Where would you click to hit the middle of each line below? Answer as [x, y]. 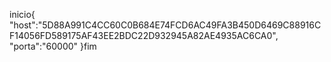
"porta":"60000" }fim [53, 46]
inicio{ [22, 14]
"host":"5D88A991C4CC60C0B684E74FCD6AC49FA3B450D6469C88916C [165, 25]
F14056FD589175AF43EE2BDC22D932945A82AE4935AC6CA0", [144, 35]
